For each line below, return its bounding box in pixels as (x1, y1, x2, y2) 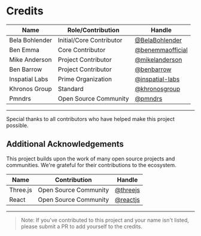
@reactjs (114, 195, 140, 204)
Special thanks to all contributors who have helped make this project (6, 115, 175, 122)
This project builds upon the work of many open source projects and (6, 155, 175, 162)
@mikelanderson (134, 55, 182, 63)
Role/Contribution (67, 26, 120, 34)
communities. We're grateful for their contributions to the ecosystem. (6, 161, 176, 168)
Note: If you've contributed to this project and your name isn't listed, (20, 216, 190, 223)
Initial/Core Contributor (57, 36, 123, 44)
